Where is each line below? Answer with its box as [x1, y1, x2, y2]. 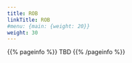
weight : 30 [7, 29, 38, 36]
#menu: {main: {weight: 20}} [7, 23, 90, 29]
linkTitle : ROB [7, 16, 51, 23]
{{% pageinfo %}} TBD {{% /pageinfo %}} [7, 48, 125, 56]
